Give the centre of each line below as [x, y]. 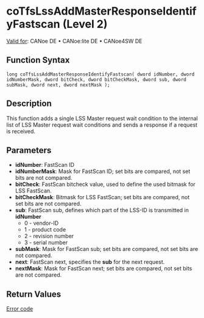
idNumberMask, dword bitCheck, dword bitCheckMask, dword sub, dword [97, 79]
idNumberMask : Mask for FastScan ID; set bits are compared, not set [103, 171]
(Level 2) [85, 24]
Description [29, 104]
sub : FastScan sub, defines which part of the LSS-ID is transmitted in [102, 210]
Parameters [29, 150]
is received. [21, 131]
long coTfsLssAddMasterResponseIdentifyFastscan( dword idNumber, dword [100, 74]
